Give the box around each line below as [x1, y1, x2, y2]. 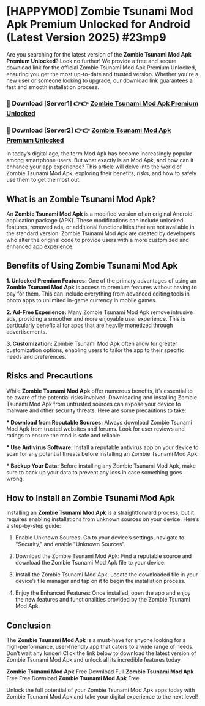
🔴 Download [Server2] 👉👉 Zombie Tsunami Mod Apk [6, 126, 171, 135]
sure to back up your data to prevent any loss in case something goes [6, 468, 182, 476]
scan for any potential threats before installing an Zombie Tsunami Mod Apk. [6, 450, 199, 457]
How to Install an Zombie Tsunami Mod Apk [6, 493, 176, 503]
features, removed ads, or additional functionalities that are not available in [6, 223, 195, 230]
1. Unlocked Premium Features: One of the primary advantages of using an [6, 277, 197, 284]
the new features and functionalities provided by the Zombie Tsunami [15, 596, 191, 603]
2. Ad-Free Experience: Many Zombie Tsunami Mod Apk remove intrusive [6, 308, 193, 316]
